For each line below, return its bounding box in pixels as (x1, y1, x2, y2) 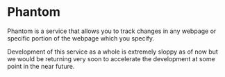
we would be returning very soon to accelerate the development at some (7, 54, 215, 63)
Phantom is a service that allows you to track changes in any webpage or (7, 27, 217, 35)
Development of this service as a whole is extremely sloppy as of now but (7, 47, 219, 56)
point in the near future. (7, 62, 75, 70)
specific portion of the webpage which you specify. (7, 34, 155, 42)
